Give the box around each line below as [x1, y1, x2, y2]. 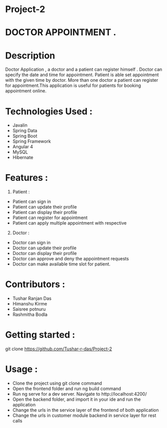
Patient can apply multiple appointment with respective [12, 220, 127, 226]
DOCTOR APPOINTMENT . [5, 27, 117, 38]
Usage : [5, 363, 38, 375]
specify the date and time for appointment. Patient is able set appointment [5, 72, 159, 78]
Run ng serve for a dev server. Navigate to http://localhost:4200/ [12, 391, 147, 397]
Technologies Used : [5, 105, 93, 117]
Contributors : [5, 279, 65, 290]
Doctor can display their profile [12, 250, 77, 256]
